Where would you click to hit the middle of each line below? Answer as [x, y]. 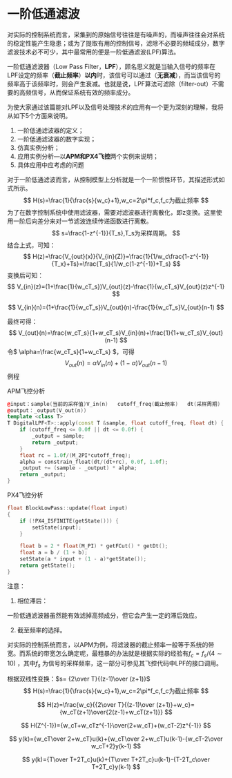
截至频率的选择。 [41, 630]
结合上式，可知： [31, 245]
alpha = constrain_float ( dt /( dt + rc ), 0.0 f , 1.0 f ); [94, 462]
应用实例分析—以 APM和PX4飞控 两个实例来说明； [88, 156]
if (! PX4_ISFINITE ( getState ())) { [69, 521]
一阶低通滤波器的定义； [50, 130]
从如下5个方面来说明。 [39, 115]
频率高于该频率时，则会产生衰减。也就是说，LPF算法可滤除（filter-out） [110, 84]
